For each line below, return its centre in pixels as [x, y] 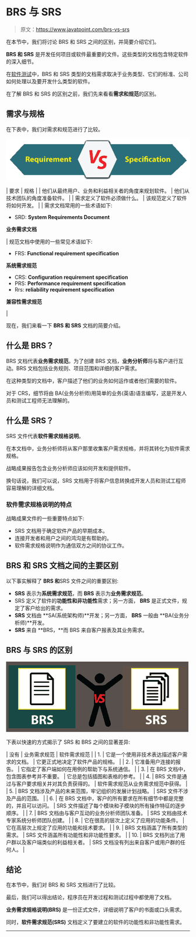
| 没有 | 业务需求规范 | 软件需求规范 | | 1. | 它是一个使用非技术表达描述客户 [94, 754]
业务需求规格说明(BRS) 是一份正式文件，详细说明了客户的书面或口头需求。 [96, 910]
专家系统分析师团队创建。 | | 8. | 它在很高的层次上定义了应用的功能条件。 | [95, 820]
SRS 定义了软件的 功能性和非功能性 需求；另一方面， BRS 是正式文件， [98, 600]
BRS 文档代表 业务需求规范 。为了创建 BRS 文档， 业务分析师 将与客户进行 [92, 361]
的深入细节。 [21, 61]
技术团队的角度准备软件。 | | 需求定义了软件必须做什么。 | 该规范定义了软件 [97, 198]
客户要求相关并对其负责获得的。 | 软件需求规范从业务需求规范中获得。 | [102, 784]
